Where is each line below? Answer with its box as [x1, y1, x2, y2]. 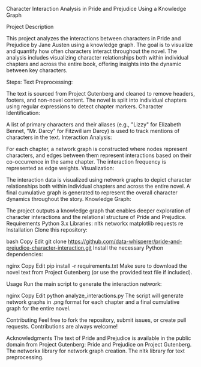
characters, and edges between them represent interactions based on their [6, 152, 192, 159]
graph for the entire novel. [6, 305, 71, 312]
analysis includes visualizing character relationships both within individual [6, 54, 189, 61]
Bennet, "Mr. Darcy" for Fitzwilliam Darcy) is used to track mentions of [6, 128, 180, 134]
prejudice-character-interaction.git [6, 244, 92, 251]
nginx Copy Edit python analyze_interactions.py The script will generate [6, 292, 184, 299]
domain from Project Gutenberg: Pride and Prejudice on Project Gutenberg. [6, 341, 192, 348]
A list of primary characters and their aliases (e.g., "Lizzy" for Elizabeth [6, 121, 182, 128]
